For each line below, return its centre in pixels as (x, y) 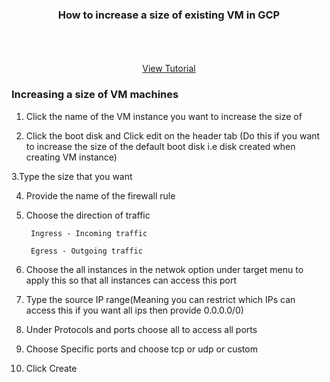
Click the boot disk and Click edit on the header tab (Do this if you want (173, 135)
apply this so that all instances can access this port (131, 280)
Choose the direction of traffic (88, 215)
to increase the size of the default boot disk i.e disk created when (160, 146)
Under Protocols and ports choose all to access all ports (141, 329)
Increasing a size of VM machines (95, 95)
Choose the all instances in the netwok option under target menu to (164, 269)
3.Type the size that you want (72, 176)
